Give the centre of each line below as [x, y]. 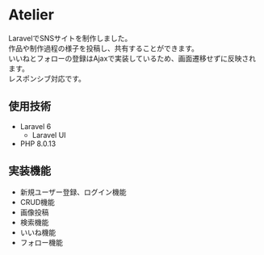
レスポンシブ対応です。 [47, 78]
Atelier [31, 15]
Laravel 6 [36, 126]
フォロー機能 [41, 242]
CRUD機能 [37, 202]
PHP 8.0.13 [38, 144]
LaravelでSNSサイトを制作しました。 [70, 38]
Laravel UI [49, 135]
